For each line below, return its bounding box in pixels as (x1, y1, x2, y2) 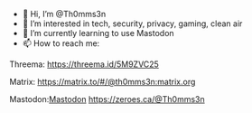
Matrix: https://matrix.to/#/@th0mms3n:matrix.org (9, 77, 196, 87)
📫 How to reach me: (22, 38, 100, 49)
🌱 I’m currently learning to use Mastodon (22, 28, 174, 38)
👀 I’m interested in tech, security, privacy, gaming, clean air (22, 18, 243, 29)
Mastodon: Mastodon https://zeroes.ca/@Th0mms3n (9, 94, 205, 104)
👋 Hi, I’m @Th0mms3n (22, 9, 107, 19)
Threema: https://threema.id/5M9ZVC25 (9, 59, 160, 70)
